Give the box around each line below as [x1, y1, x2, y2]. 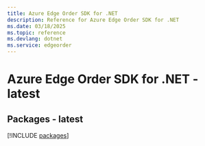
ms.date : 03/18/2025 [7, 23, 67, 29]
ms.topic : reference [7, 29, 67, 36]
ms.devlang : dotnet [7, 36, 63, 42]
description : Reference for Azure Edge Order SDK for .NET [7, 16, 180, 23]
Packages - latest [7, 113, 84, 125]
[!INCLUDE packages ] [7, 132, 69, 139]
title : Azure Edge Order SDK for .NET [7, 10, 118, 17]
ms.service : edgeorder [7, 42, 72, 49]
